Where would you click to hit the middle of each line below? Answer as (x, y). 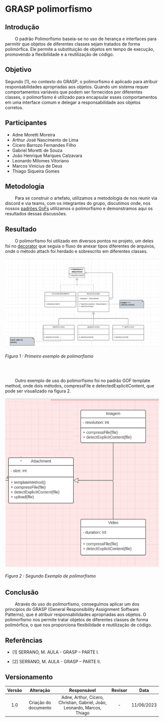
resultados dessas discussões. (36, 214)
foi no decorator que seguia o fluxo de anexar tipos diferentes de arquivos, (80, 246)
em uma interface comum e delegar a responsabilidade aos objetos (73, 102)
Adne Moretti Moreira (33, 135)
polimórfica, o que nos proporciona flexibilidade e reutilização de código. (79, 625)
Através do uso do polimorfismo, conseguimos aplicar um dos (77, 604)
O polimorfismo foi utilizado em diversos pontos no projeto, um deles (84, 241)
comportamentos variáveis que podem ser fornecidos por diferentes (74, 92)
